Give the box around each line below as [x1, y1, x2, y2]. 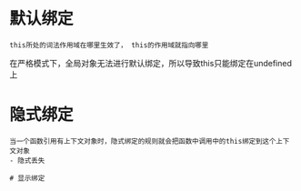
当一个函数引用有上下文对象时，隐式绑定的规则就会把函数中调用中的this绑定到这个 [9, 136, 276, 146]
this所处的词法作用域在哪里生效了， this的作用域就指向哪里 [9, 40, 209, 50]
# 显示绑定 [9, 174, 45, 183]
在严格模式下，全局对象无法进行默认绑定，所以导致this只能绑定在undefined [9, 57, 293, 68]
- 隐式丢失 [9, 156, 45, 165]
